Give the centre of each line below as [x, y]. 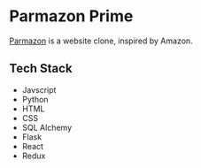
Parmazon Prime [71, 16]
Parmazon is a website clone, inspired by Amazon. [101, 41]
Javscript [39, 89]
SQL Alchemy [47, 127]
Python [35, 99]
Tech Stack [41, 69]
